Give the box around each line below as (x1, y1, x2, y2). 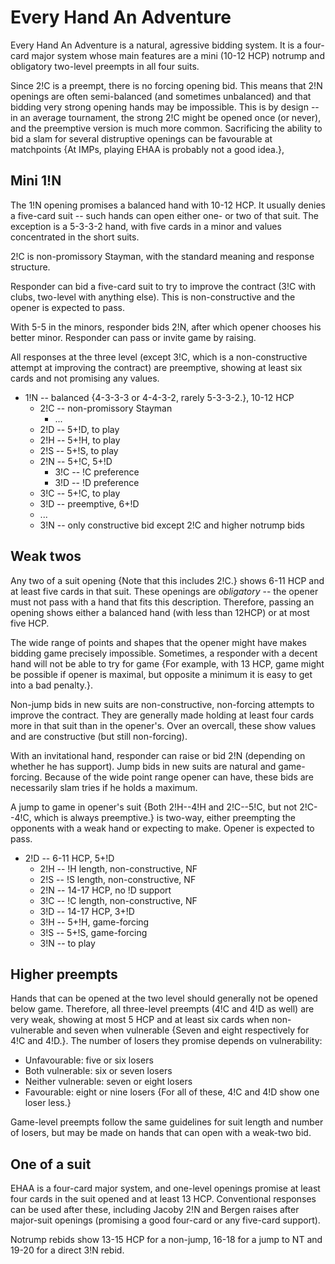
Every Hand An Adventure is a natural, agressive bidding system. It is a (10, 39, 303, 51)
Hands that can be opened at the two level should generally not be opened (10, 992, 318, 1005)
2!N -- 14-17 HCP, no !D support (39, 884, 172, 896)
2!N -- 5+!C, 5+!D (39, 455, 113, 467)
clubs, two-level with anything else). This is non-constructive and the (10, 291, 296, 303)
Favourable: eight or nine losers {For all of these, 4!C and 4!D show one (24, 1086, 320, 1098)
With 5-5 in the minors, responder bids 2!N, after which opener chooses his (10, 321, 322, 333)
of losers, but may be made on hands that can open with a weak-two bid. (10, 1127, 312, 1139)
